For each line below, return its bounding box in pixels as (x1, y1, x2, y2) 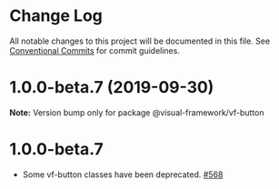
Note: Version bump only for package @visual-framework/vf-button (9, 106, 264, 118)
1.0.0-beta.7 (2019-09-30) (9, 77, 214, 98)
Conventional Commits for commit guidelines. (9, 45, 180, 55)
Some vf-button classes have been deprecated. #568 (22, 169, 224, 180)
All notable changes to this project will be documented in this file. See (9, 35, 271, 46)
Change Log (9, 5, 103, 26)
